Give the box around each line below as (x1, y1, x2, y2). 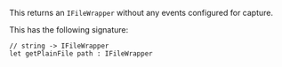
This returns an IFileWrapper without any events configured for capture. (9, 8, 274, 18)
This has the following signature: (9, 25, 129, 34)
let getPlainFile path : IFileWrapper (9, 49, 153, 58)
